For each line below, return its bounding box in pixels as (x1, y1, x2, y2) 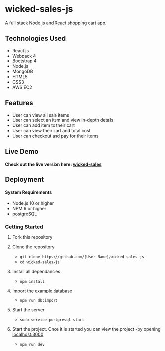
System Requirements (5, 189, 52, 195)
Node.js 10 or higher (12, 200, 54, 206)
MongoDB (12, 68, 33, 74)
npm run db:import (19, 298, 58, 303)
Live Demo (5, 147, 39, 156)
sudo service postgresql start (19, 317, 85, 323)
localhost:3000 (12, 331, 44, 338)
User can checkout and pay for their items (12, 133, 99, 139)
